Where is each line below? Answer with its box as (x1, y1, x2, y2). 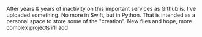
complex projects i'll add (6, 24, 69, 31)
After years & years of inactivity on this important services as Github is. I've (6, 5, 196, 12)
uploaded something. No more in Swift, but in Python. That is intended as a (6, 11, 196, 18)
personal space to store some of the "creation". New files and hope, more (6, 18, 192, 24)
